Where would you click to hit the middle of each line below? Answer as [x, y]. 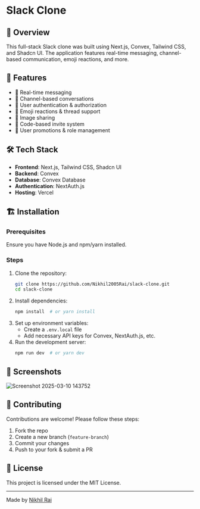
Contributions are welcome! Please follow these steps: [73, 419]
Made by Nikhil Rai [29, 499]
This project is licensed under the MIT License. [64, 482]
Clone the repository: [41, 273]
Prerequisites [26, 232]
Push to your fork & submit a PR [54, 449]
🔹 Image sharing [35, 117]
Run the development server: [50, 342]
